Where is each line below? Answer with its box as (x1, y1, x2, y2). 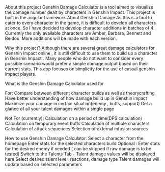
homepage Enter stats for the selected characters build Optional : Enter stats (5, 141, 160, 146)
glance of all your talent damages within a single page (5, 106, 114, 112)
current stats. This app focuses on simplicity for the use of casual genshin (5, 66, 155, 72)
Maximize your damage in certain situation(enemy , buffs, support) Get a (5, 101, 152, 106)
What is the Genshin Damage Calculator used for (5, 81, 104, 86)
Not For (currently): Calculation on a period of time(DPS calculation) (5, 115, 142, 121)
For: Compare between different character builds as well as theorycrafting (5, 90, 155, 96)
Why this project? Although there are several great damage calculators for (5, 45, 155, 51)
